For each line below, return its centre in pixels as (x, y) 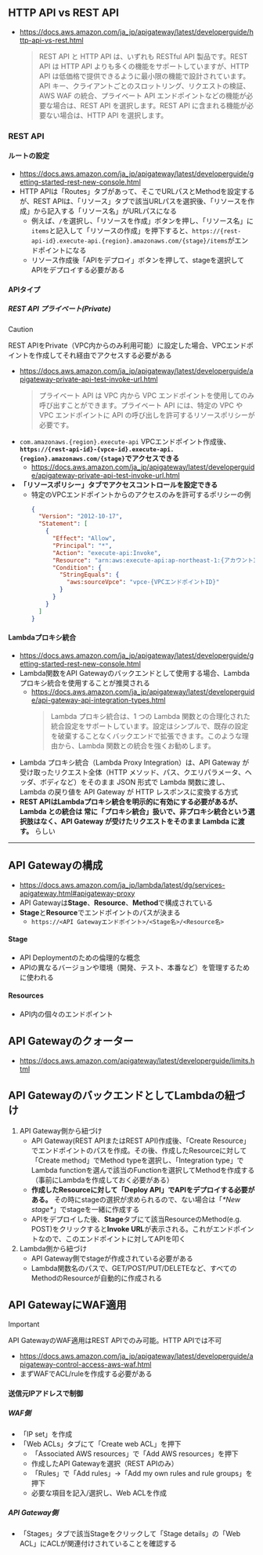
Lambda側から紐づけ (53, 1248)
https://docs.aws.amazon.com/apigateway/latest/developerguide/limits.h (137, 1060)
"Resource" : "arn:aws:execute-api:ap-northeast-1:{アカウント (153, 560)
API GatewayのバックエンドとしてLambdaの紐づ (127, 1095)
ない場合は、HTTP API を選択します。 (107, 115)
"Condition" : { (77, 568)
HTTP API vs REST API (64, 13)
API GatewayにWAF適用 (67, 1305)
